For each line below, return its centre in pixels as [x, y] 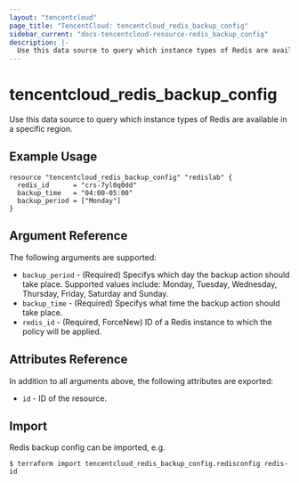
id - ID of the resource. [65, 398]
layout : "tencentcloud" [53, 17]
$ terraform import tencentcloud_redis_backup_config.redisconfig [135, 464]
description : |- [39, 42]
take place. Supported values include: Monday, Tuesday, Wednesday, [149, 284]
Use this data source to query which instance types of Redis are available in [148, 119]
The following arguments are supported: [83, 257]
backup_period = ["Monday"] [69, 201]
